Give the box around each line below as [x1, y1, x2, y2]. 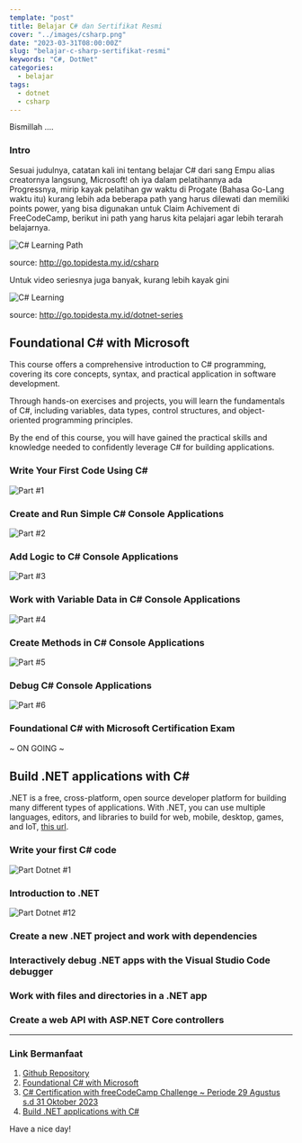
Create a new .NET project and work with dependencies [9, 930, 258, 942]
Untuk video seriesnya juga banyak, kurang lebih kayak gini [9, 274, 229, 285]
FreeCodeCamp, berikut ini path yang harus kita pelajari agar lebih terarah [9, 213, 284, 223]
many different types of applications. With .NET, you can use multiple [9, 803, 266, 813]
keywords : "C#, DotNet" [9, 55, 99, 64]
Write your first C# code [9, 844, 117, 857]
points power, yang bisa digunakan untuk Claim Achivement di [9, 203, 240, 213]
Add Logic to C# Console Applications [9, 550, 179, 563]
